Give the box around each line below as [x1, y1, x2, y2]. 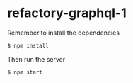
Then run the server [7, 55, 66, 63]
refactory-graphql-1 [7, 5, 127, 21]
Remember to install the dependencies [7, 28, 120, 37]
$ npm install [7, 42, 50, 49]
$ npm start [7, 69, 42, 76]
